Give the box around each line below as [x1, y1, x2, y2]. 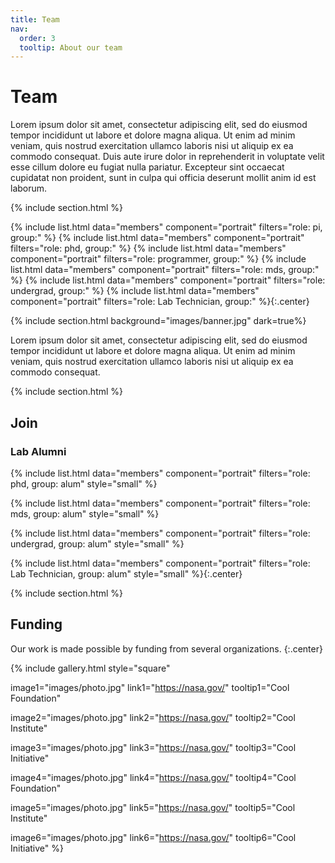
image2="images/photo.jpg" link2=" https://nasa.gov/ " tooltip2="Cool [10, 711, 296, 723]
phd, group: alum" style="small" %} [10, 477, 158, 490]
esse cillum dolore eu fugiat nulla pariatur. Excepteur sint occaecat [10, 161, 285, 173]
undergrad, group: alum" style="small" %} [10, 537, 185, 550]
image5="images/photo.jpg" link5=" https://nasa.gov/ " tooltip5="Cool [10, 801, 296, 813]
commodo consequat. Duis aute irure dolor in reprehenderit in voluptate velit [10, 151, 325, 163]
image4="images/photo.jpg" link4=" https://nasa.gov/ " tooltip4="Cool [10, 771, 297, 783]
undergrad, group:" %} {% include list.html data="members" [10, 285, 260, 297]
